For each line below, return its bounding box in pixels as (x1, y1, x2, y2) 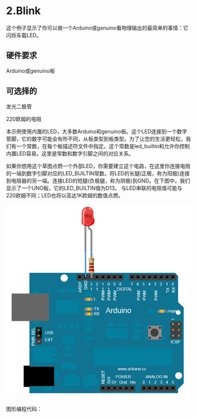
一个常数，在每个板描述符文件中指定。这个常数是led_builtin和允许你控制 (16, 142, 191, 149)
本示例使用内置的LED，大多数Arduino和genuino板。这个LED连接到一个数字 (6, 128, 188, 135)
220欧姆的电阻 (6, 115, 42, 122)
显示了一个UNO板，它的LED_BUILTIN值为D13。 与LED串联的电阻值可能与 (6, 184, 183, 192)
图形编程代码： (6, 405, 42, 412)
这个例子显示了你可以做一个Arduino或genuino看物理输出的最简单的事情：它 (6, 24, 189, 31)
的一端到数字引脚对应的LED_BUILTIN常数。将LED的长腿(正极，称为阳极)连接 (6, 169, 190, 177)
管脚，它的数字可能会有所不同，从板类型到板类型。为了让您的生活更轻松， (6, 135, 186, 142)
